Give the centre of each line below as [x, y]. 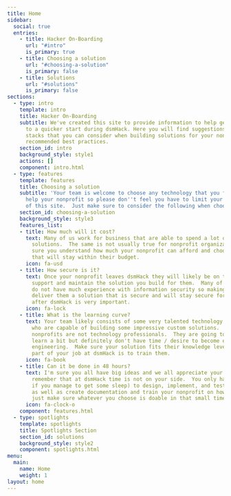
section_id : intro [46, 148]
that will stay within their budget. [86, 257]
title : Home [24, 13]
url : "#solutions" [52, 84]
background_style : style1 [57, 155]
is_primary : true [50, 52]
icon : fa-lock [46, 309]
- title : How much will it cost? [67, 232]
